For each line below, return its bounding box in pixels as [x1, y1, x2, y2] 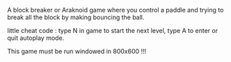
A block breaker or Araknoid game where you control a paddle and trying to [7, 6, 224, 14]
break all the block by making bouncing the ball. [7, 13, 145, 21]
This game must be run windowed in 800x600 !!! [7, 48, 147, 55]
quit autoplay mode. [7, 34, 65, 42]
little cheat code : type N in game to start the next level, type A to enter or [7, 27, 218, 34]
